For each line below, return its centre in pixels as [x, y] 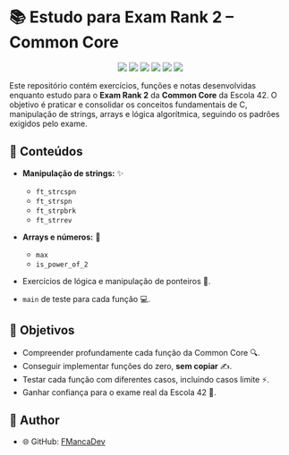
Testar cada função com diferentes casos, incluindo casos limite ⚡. [146, 379]
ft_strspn [54, 201]
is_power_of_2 [62, 265]
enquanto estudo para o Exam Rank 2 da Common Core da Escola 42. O [143, 95]
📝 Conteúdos [46, 152]
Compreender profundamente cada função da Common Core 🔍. [141, 352]
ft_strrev [54, 220]
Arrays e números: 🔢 [61, 237]
